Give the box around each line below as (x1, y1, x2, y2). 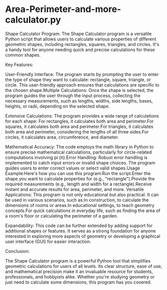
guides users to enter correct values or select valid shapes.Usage (5, 165, 141, 171)
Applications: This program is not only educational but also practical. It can (5, 191, 159, 197)
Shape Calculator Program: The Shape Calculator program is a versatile (5, 30, 152, 36)
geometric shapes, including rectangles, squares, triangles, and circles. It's (5, 41, 160, 47)
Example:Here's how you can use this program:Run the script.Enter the (5, 170, 151, 176)
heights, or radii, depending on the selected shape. (5, 103, 110, 109)
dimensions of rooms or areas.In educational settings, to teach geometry (5, 202, 155, 208)
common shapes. (5, 51, 41, 58)
